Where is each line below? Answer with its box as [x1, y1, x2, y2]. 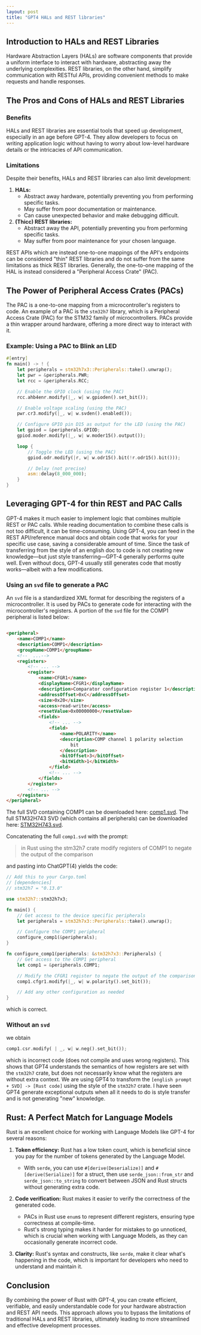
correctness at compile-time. [23, 1219, 96, 1227]
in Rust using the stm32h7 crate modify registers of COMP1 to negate [20, 844, 192, 852]
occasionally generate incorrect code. [23, 1238, 118, 1246]
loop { [17, 443, 33, 449]
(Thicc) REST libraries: [14, 218, 72, 226]
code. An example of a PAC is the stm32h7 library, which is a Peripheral [6, 308, 180, 315]
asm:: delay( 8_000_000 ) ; [28, 471, 87, 477]
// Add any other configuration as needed [17, 989, 124, 995]
